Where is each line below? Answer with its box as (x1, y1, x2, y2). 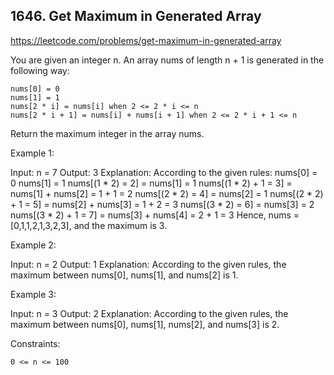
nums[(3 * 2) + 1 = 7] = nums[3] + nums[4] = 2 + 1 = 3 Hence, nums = (10, 209, 300, 221)
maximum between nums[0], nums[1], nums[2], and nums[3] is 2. (10, 318, 280, 330)
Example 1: (10, 147, 55, 159)
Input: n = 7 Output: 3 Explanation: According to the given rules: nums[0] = (10, 166, 318, 178)
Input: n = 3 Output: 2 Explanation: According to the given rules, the (10, 307, 289, 319)
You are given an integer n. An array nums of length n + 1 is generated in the (10, 54, 325, 66)
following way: (10, 64, 70, 76)
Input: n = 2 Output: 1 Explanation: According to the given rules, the (10, 258, 287, 270)
